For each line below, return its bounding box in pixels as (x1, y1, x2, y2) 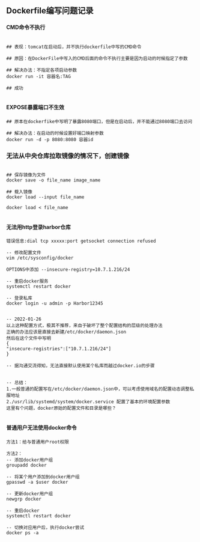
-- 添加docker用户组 (6, 457, 53, 463)
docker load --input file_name (6, 194, 85, 200)
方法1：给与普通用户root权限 (6, 439, 69, 445)
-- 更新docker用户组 (6, 490, 53, 497)
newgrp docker (6, 496, 42, 502)
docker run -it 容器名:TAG (6, 73, 71, 79)
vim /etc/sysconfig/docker (6, 255, 74, 261)
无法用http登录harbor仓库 (6, 223, 71, 230)
